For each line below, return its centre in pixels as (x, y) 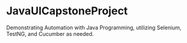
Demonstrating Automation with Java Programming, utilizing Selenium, (94, 27)
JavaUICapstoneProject (67, 11)
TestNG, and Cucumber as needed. (50, 33)
